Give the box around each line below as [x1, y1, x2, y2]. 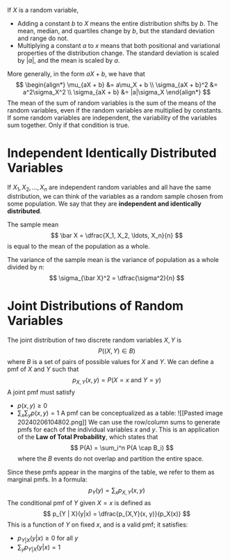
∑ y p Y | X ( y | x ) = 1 [17, 543, 61, 553]
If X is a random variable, [7, 6, 79, 14]
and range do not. [17, 34, 69, 42]
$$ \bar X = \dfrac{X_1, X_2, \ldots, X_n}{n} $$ [51, 231, 183, 239]
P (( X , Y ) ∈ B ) [98, 347, 135, 355]
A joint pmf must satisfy [7, 388, 75, 397]
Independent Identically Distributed [7, 145, 217, 161]
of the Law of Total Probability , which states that [17, 433, 158, 441]
